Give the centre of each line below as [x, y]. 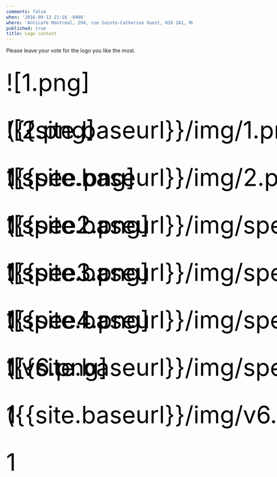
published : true [26, 28]
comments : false [26, 12]
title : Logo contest [32, 34]
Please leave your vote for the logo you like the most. [71, 50]
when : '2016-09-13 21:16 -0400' [46, 17]
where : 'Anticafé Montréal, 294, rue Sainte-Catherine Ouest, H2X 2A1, [96, 23]
